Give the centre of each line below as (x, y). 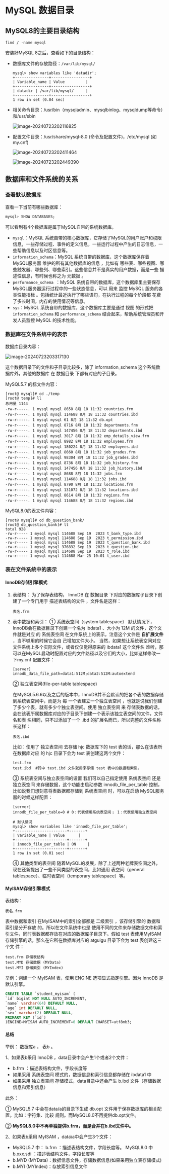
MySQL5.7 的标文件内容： (32, 384)
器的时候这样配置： (33, 797)
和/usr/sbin (24, 116)
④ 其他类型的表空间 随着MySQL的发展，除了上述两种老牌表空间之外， (86, 863)
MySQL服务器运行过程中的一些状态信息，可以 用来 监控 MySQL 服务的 (86, 288)
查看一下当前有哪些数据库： (34, 207)
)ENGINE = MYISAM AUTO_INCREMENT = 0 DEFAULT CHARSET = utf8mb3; (69, 1022)
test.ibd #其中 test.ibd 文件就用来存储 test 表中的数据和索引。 (77, 768)
